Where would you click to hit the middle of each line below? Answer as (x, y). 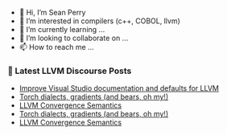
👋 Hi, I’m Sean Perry (52, 12)
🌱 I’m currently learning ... (62, 29)
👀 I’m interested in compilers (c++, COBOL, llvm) (99, 21)
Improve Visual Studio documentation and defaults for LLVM (119, 88)
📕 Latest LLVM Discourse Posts (70, 71)
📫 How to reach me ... (56, 47)
